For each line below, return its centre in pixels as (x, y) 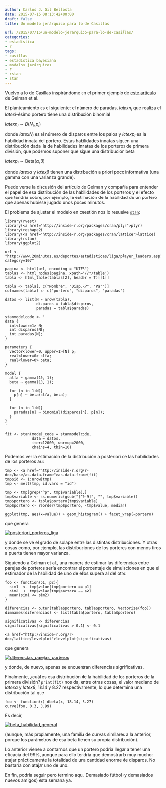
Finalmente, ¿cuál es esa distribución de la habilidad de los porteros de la (80, 677)
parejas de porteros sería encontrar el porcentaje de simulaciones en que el (82, 568)
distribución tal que (25, 693)
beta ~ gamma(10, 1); (32, 382)
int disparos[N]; (27, 330)
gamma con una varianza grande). (40, 177)
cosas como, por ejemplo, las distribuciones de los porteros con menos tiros (83, 548)
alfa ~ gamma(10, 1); (32, 378)
